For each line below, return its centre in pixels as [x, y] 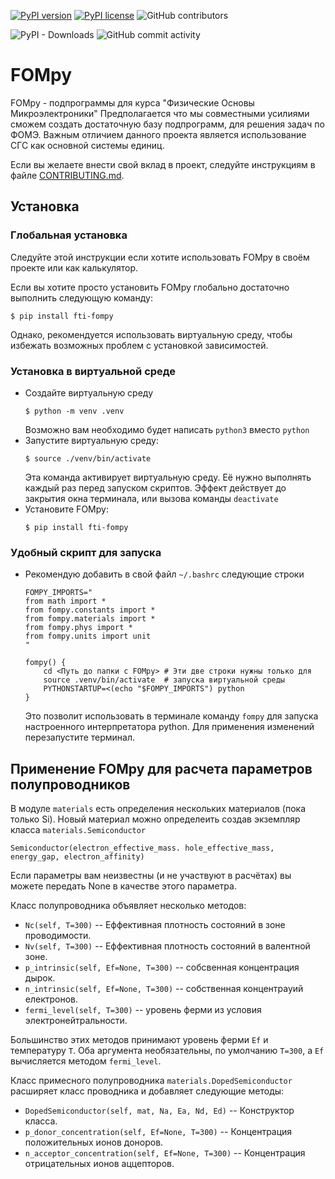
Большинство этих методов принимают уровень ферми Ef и [139, 1040]
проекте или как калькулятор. [74, 267]
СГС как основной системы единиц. [87, 145]
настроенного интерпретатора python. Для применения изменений [169, 727]
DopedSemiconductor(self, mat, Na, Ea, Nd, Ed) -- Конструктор [159, 1111]
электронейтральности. [76, 1021]
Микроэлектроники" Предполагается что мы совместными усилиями [160, 113]
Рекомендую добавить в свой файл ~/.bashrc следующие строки [164, 574]
